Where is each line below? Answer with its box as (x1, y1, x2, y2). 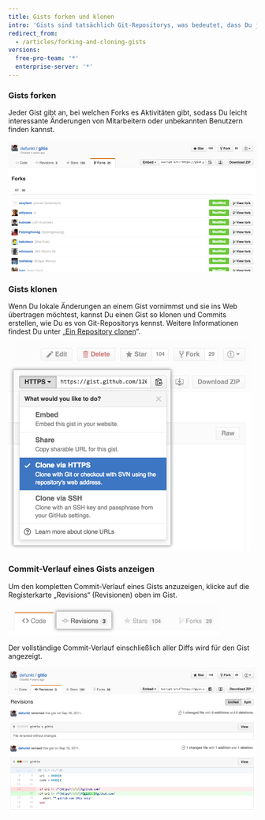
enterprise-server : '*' (15, 63, 93, 71)
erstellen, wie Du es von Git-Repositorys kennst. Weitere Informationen (8, 319, 239, 328)
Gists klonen (8, 283, 58, 294)
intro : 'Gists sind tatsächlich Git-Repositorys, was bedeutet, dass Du (8, 21, 252, 29)
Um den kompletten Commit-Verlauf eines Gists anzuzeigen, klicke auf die (8, 581, 250, 591)
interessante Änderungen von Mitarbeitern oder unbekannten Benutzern (8, 116, 243, 126)
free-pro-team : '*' (15, 55, 80, 62)
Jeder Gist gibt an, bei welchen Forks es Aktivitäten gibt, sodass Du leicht (8, 108, 248, 118)
